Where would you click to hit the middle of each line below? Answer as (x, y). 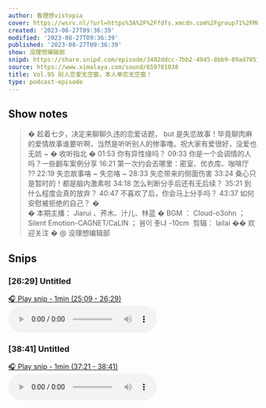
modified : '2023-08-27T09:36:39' (63, 38)
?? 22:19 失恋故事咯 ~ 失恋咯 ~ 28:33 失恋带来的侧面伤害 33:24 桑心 (138, 173)
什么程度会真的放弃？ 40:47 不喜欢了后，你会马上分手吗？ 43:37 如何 (141, 193)
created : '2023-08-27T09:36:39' (61, 30)
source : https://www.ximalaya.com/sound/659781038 (93, 67)
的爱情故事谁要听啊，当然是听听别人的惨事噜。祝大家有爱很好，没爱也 (142, 144)
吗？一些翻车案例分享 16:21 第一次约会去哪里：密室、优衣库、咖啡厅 (138, 164)
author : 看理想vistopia (46, 15)
